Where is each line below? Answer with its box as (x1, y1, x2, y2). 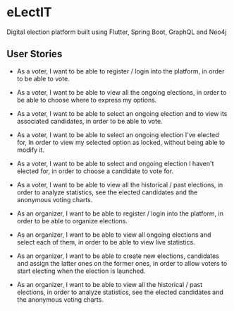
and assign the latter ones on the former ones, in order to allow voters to (16, 259, 228, 267)
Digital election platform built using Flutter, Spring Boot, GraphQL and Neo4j (6, 28, 227, 36)
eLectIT (6, 4, 52, 20)
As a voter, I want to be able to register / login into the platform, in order (16, 66, 225, 75)
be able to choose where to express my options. (16, 95, 157, 104)
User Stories (6, 48, 63, 60)
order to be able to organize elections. (16, 216, 128, 225)
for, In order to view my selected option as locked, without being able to (16, 138, 226, 146)
